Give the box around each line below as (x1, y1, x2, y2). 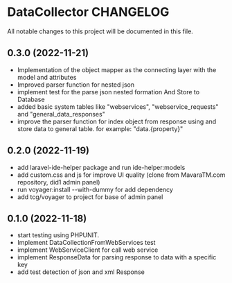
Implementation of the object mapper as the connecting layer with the (17, 65, 217, 74)
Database (17, 95, 45, 103)
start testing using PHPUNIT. (17, 231, 99, 239)
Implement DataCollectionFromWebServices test (17, 239, 156, 247)
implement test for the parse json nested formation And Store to (17, 87, 199, 96)
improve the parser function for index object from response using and (17, 117, 217, 126)
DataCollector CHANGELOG (7, 4, 170, 20)
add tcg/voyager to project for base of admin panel (17, 192, 163, 201)
